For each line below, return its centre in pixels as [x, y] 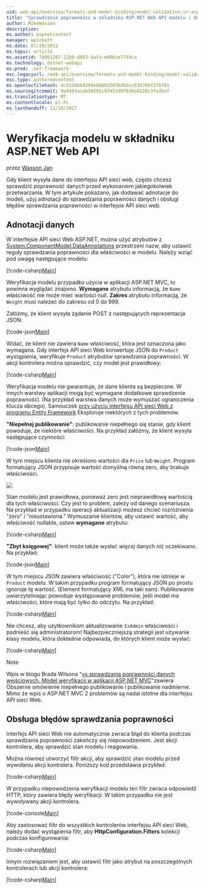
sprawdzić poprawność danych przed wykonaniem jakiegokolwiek [90, 186]
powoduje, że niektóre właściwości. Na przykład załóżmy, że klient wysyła [99, 431]
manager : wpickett [29, 40]
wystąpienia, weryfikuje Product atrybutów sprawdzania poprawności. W [97, 357]
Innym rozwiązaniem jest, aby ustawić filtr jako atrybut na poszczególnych [99, 862]
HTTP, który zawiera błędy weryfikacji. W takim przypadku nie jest [90, 795]
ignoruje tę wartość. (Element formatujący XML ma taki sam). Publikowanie [100, 589]
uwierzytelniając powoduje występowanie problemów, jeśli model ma [93, 596]
